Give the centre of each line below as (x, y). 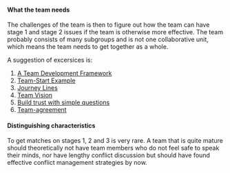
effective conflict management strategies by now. (77, 163)
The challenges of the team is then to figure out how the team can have (108, 25)
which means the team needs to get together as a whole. (88, 47)
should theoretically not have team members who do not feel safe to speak (113, 148)
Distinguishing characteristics (51, 125)
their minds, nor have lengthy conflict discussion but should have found (108, 155)
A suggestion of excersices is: (50, 60)
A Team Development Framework (64, 73)
